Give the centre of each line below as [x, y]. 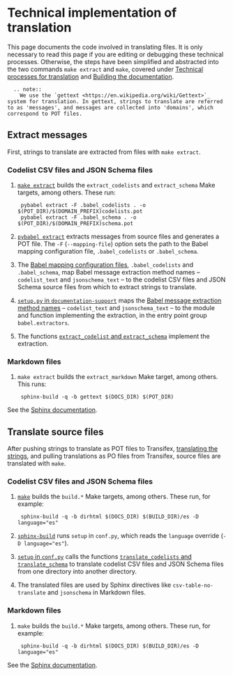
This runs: [32, 384]
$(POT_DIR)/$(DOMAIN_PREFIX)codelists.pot [80, 212]
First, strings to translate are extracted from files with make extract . [104, 152]
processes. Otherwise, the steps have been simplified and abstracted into [113, 61]
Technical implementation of [92, 13]
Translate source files [55, 432]
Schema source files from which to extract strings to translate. [107, 287]
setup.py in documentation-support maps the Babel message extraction [119, 300]
